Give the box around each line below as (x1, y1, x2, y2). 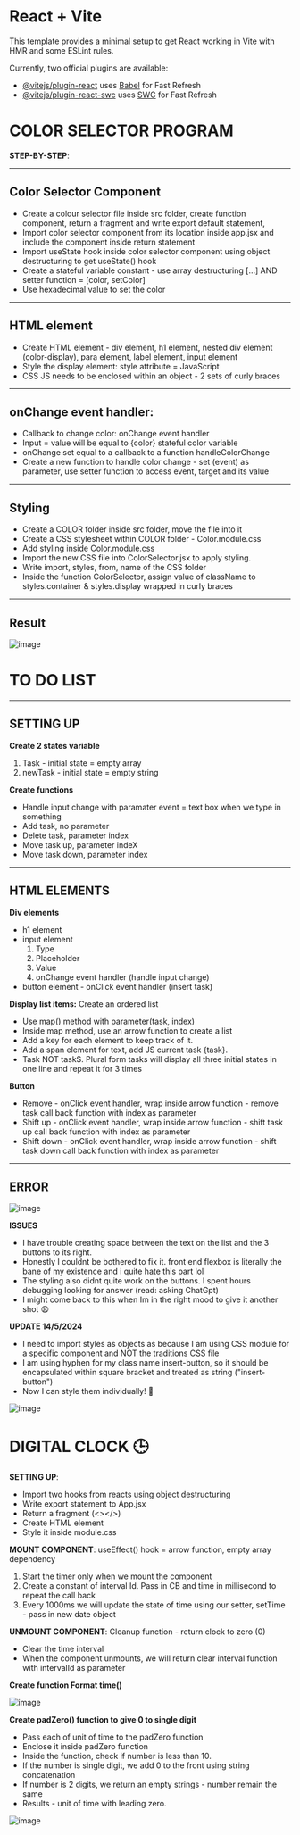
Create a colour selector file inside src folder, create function (21, 208, 246, 219)
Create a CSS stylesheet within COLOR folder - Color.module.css (21, 534, 262, 544)
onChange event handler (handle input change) (35, 971, 210, 983)
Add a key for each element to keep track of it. (21, 1034, 194, 1045)
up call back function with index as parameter (21, 1126, 191, 1137)
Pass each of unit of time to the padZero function (21, 1731, 204, 1742)
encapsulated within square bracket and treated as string (21, 1367, 233, 1378)
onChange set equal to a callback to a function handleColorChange (21, 447, 271, 458)
